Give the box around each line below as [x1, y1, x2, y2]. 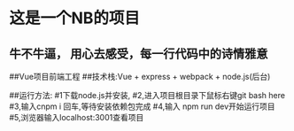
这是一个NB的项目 [9, 8, 140, 28]
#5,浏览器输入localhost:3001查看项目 [9, 112, 144, 122]
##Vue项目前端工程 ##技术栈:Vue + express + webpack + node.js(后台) [9, 72, 271, 81]
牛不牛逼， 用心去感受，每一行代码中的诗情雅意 [9, 46, 268, 61]
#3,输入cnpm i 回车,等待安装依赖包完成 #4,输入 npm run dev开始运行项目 [9, 101, 276, 112]
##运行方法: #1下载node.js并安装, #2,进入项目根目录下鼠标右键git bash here [9, 90, 286, 100]
